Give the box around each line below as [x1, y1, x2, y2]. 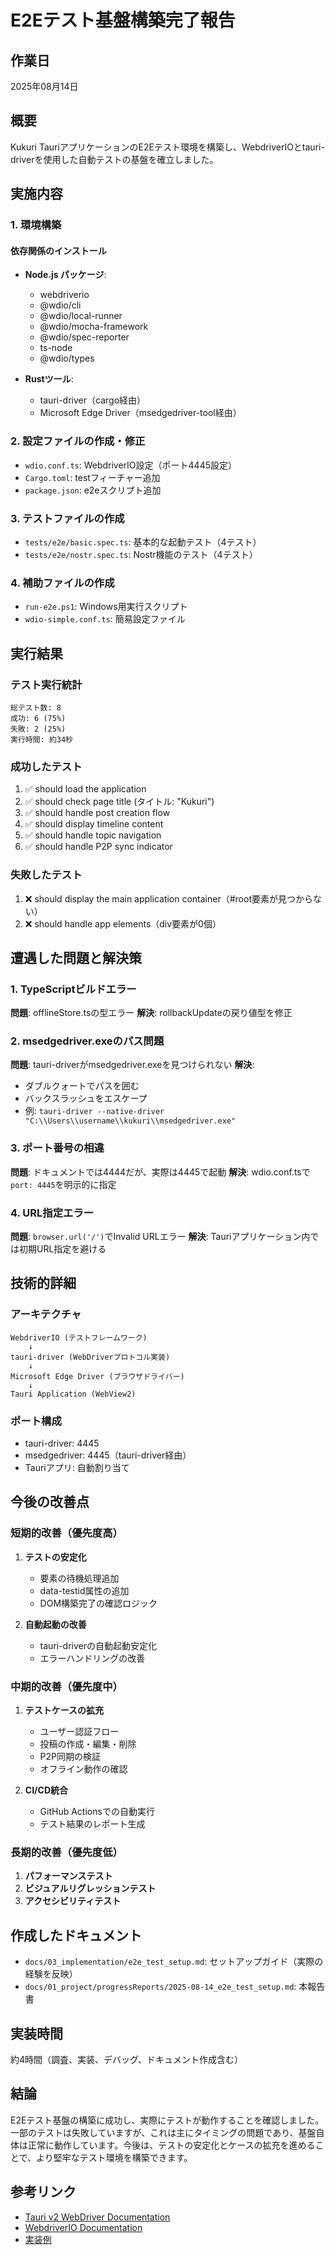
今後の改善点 [10, 1494, 90, 1511]
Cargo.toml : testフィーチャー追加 [24, 471, 161, 483]
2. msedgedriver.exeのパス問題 [10, 1034, 165, 1048]
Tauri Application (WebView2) [10, 1389, 137, 1399]
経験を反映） [24, 1968, 78, 1980]
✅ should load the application [24, 783, 147, 795]
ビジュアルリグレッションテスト [24, 1882, 157, 1895]
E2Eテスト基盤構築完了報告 [10, 9, 236, 32]
